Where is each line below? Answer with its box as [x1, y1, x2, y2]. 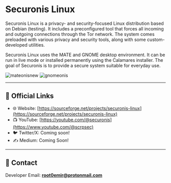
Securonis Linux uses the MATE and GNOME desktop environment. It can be [5, 52, 165, 58]
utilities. [28, 42, 45, 48]
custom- [147, 36, 165, 43]
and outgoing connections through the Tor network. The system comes [5, 31, 155, 37]
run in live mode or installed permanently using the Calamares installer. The [5, 57, 163, 63]
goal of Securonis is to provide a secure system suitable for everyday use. [5, 62, 161, 68]
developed [5, 42, 28, 48]
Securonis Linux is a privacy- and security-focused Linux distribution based [5, 20, 164, 26]
